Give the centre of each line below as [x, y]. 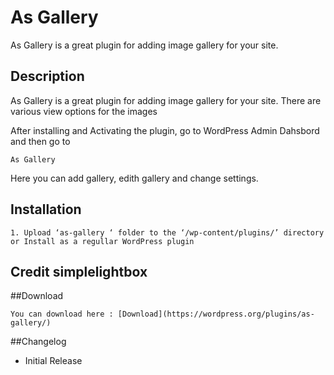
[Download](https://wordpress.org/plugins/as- [216, 314]
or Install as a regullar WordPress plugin [102, 241]
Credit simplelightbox [79, 271]
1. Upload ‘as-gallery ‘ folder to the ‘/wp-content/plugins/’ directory [167, 232]
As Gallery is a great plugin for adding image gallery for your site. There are [166, 100]
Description [47, 76]
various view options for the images [84, 111]
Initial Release [53, 361]
